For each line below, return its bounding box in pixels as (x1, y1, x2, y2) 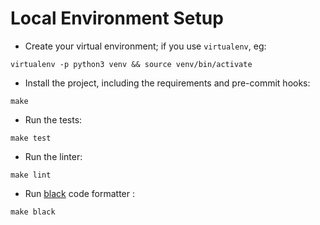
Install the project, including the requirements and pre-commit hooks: (24, 77, 311, 89)
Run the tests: (24, 113, 83, 126)
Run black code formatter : (24, 187, 136, 199)
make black (10, 207, 56, 217)
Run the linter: (24, 150, 83, 162)
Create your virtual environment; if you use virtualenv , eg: (24, 40, 267, 52)
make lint (10, 170, 52, 180)
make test (10, 133, 52, 143)
